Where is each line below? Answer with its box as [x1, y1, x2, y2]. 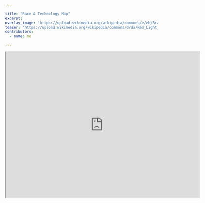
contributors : [5, 30, 34, 34]
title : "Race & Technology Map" [5, 11, 70, 16]
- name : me [9, 34, 32, 39]
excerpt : [5, 16, 23, 21]
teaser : [5, 25, 21, 30]
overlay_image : [5, 20, 36, 25]
